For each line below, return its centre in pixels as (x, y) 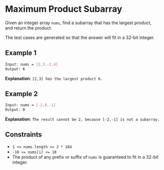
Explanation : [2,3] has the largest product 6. (54, 78)
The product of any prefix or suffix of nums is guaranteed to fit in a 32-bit (85, 157)
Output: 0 (15, 110)
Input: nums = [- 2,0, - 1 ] (30, 105)
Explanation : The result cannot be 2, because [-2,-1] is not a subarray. (82, 119)
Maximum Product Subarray (64, 9)
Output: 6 (15, 69)
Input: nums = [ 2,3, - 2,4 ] (31, 64)
